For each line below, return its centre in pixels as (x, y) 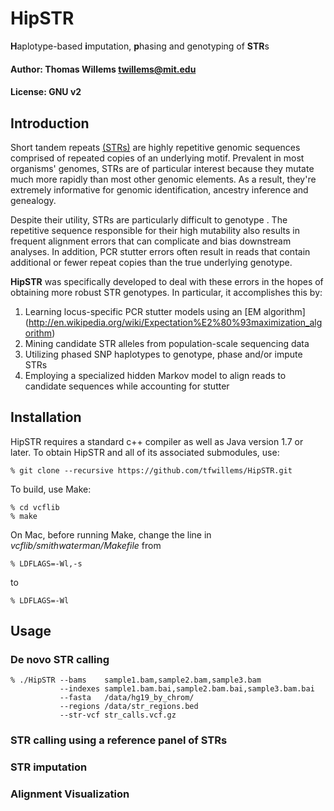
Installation (46, 417)
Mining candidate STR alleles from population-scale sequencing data (167, 343)
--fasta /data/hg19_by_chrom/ (127, 698)
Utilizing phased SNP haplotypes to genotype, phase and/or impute (163, 354)
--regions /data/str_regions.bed (129, 707)
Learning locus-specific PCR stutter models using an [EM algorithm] (165, 311)
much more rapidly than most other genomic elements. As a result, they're (163, 179)
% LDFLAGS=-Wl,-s (46, 563)
